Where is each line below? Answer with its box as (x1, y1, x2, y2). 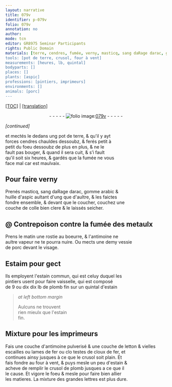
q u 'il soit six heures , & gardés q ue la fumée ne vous (5, 155, 114, 161)
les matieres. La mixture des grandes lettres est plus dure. (5, 376, 128, 382)
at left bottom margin (17, 293, 63, 300)
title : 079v (5, 12, 31, 17)
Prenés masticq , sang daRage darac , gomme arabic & (5, 189, 119, 195)
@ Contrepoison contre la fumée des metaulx (5, 219, 153, 229)
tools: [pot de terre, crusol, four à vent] (5, 55, 102, 61)
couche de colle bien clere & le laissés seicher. (5, 205, 104, 211)
